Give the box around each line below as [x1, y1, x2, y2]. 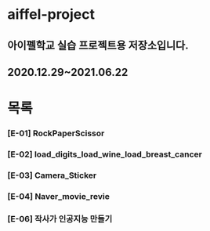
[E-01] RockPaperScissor [7, 128, 105, 139]
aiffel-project [7, 5, 96, 23]
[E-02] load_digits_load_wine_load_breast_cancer [7, 149, 203, 160]
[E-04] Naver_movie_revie [7, 190, 110, 201]
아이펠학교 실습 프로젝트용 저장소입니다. [7, 38, 189, 52]
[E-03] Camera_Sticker [7, 170, 97, 181]
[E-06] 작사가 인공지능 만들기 [7, 213, 113, 224]
